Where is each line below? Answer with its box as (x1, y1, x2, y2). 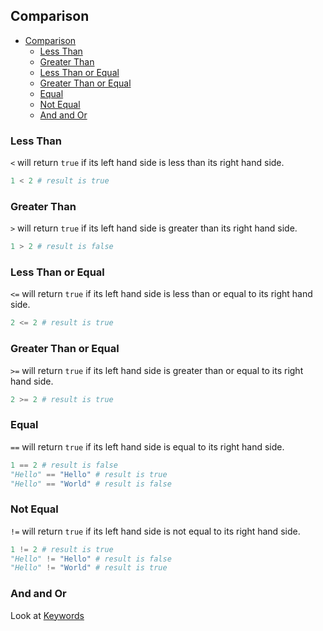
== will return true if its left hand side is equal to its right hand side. (10, 440, 285, 453)
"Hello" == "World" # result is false (10, 479, 172, 489)
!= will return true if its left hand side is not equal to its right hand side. (10, 525, 301, 537)
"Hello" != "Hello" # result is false (10, 554, 172, 564)
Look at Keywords (10, 609, 85, 621)
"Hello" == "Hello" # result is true (10, 469, 168, 479)
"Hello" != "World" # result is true (10, 563, 168, 573)
